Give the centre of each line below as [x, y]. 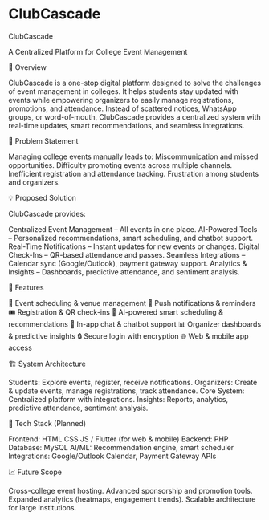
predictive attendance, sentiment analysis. [78, 408]
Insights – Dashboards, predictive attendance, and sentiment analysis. [124, 272]
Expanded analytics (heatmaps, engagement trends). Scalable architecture [132, 499]
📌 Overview [27, 67]
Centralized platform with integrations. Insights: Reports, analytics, [118, 399]
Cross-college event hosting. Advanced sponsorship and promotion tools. [130, 490]
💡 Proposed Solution [42, 197]
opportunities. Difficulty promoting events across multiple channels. [120, 165]
